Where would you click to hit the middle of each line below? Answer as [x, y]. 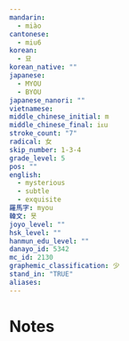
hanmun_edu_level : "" [49, 241]
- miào [29, 26]
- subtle [33, 191]
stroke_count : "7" [43, 134]
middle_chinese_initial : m [59, 117]
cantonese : [29, 34]
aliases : [25, 282]
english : [25, 175]
